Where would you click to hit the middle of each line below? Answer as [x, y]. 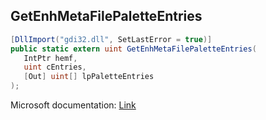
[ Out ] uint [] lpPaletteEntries [89, 77]
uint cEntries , [55, 67]
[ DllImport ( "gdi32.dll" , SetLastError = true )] [111, 39]
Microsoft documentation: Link [73, 105]
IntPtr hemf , [50, 58]
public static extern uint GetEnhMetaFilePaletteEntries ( [133, 49]
